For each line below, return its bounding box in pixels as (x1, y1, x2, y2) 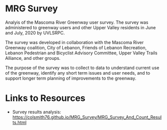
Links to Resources (5, 92, 85, 104)
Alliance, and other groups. (5, 55, 61, 61)
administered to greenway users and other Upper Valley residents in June (5, 24, 156, 30)
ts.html (12, 119, 27, 125)
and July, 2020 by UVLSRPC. (5, 30, 65, 36)
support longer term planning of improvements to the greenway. (5, 75, 137, 81)
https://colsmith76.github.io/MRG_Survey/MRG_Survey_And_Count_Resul (12, 114, 162, 120)
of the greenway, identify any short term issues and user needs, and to (5, 70, 151, 76)
